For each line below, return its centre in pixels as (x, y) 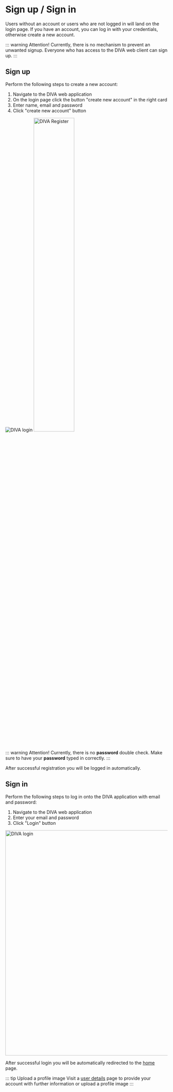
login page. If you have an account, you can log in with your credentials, (82, 29)
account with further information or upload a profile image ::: (70, 1084)
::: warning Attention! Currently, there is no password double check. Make (84, 752)
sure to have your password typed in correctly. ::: (58, 758)
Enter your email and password (46, 818)
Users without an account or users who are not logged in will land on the (82, 24)
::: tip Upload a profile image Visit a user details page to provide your (78, 1078)
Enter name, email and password (48, 105)
